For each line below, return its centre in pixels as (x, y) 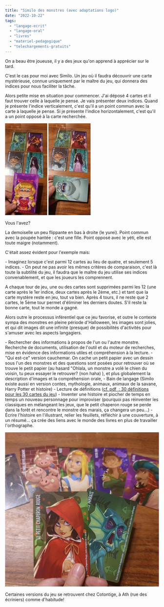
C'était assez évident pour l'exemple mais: (48, 252)
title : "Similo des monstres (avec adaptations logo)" (62, 10)
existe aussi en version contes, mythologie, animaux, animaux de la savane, (81, 384)
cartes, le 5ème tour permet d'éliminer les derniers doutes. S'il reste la (76, 302)
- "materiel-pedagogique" (36, 42)
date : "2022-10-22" (25, 15)
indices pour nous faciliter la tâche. (40, 86)
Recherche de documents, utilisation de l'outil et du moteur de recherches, (80, 347)
